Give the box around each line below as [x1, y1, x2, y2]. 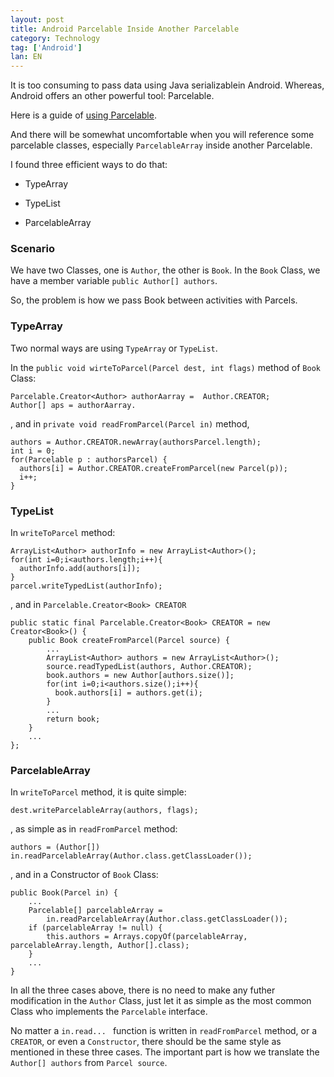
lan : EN [10, 52, 43, 62]
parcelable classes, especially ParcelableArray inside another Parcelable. [10, 139, 313, 151]
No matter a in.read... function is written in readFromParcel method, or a [10, 1025, 318, 1037]
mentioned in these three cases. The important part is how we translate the [10, 1046, 320, 1058]
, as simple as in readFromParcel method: [10, 823, 178, 835]
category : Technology [10, 33, 101, 43]
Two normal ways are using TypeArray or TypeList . [10, 342, 218, 354]
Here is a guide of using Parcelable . [10, 109, 157, 121]
